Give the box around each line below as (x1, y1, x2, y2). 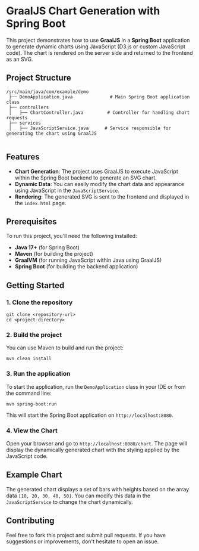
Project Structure (6, 73, 71, 83)
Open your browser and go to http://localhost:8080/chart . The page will (6, 439, 188, 447)
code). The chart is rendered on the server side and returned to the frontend (6, 49, 193, 56)
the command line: (6, 389, 52, 397)
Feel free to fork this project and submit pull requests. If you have (6, 531, 166, 538)
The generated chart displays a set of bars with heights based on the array (6, 485, 189, 493)
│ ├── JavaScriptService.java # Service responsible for (8, 125, 171, 131)
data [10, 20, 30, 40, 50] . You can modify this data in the (6, 492, 150, 499)
